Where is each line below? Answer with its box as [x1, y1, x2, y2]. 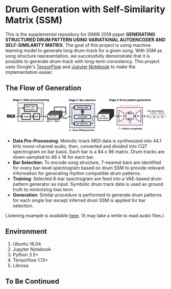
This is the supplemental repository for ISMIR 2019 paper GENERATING [5, 31, 156, 37]
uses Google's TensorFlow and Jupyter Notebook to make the [5, 64, 136, 70]
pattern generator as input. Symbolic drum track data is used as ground [12, 181, 163, 187]
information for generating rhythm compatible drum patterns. [12, 170, 141, 176]
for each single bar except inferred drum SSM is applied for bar [12, 197, 146, 203]
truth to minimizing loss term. [12, 187, 75, 192]
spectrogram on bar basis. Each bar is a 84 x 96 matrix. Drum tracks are [12, 149, 165, 155]
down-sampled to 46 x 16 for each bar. [12, 154, 94, 160]
